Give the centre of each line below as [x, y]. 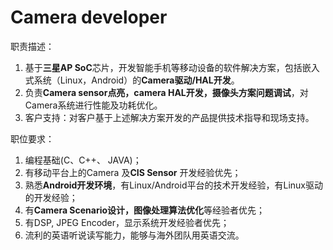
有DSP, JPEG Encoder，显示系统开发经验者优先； [127, 222]
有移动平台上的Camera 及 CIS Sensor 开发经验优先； [133, 172]
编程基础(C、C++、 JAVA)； [83, 160]
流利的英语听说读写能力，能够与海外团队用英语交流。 [134, 235]
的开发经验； [51, 197]
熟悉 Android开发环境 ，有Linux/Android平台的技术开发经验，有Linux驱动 [173, 185]
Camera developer [89, 17]
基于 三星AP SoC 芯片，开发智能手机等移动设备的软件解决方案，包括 [163, 67]
